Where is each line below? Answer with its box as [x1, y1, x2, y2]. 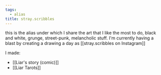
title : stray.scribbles [5, 16, 55, 21]
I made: [5, 50, 21, 56]
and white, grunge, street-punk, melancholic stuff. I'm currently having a [5, 35, 154, 41]
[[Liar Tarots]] [12, 65, 41, 71]
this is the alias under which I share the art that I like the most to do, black [5, 30, 157, 36]
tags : [5, 7, 16, 12]
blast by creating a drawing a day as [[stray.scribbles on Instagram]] [5, 40, 146, 46]
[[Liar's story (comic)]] [12, 60, 59, 66]
